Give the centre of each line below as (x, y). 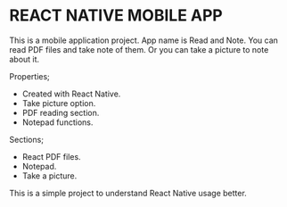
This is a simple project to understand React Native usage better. (128, 193)
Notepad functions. (57, 122)
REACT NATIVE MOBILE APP (116, 16)
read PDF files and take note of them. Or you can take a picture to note (139, 49)
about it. (25, 59)
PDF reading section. (61, 112)
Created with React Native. (71, 94)
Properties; (30, 76)
